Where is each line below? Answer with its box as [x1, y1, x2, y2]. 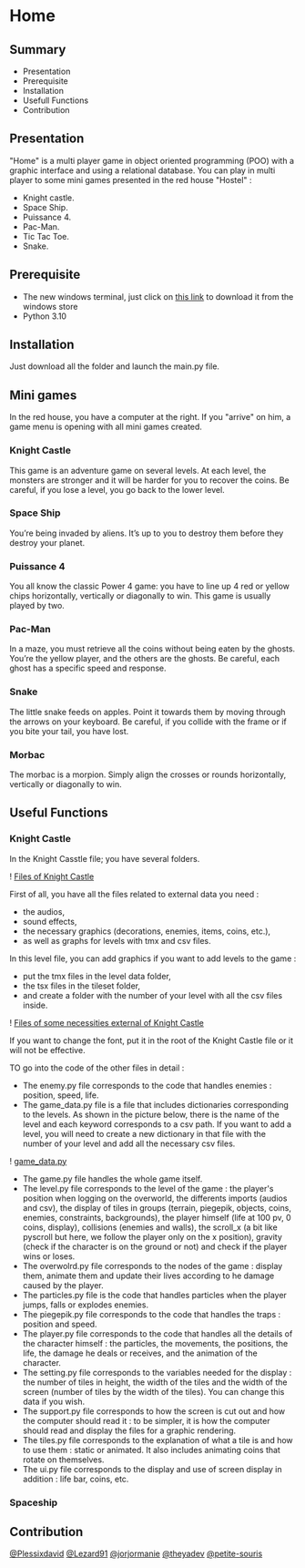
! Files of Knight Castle [9, 871, 95, 882]
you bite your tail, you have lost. [9, 725, 129, 736]
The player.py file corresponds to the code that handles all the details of [22, 1327, 293, 1339]
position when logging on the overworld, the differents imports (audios [22, 1193, 288, 1204]
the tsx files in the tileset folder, [22, 980, 141, 991]
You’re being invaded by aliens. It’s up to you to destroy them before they [9, 528, 284, 538]
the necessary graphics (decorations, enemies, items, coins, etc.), [22, 926, 271, 937]
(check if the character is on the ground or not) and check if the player [22, 1241, 288, 1252]
